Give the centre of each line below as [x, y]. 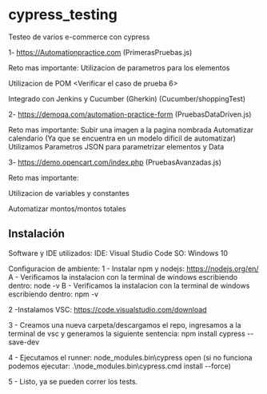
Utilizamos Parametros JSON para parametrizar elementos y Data [116, 146]
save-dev [24, 342]
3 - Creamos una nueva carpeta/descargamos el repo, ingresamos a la [125, 324]
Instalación [37, 234]
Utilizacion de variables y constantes [69, 193]
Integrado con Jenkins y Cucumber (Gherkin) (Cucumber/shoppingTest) [127, 98]
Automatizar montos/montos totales [67, 209]
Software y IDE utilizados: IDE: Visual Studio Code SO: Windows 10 [118, 253]
